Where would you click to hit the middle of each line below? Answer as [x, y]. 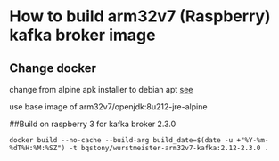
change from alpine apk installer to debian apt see [101, 89]
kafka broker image [82, 35]
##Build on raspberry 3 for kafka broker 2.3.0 [93, 124]
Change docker [53, 68]
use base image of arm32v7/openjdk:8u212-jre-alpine [108, 107]
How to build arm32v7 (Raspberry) [140, 16]
